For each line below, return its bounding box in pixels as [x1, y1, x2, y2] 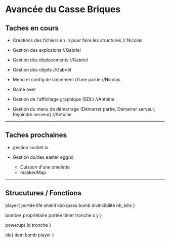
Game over [12, 86, 36, 92]
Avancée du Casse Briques [5, 4, 121, 15]
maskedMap [20, 169, 47, 176]
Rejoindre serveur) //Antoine [12, 112, 72, 117]
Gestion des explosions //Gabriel [12, 47, 81, 53]
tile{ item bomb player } [5, 232, 54, 238]
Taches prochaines [5, 131, 67, 140]
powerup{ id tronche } [5, 222, 52, 228]
